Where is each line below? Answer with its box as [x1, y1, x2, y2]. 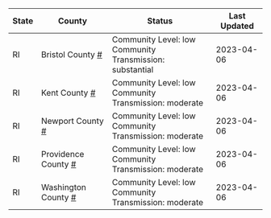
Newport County [40, 116, 105, 126]
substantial [111, 64, 154, 75]
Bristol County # [40, 49, 102, 60]
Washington [40, 182, 87, 192]
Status [147, 15, 173, 27]
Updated [220, 20, 254, 31]
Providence [40, 149, 85, 159]
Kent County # [40, 88, 96, 98]
